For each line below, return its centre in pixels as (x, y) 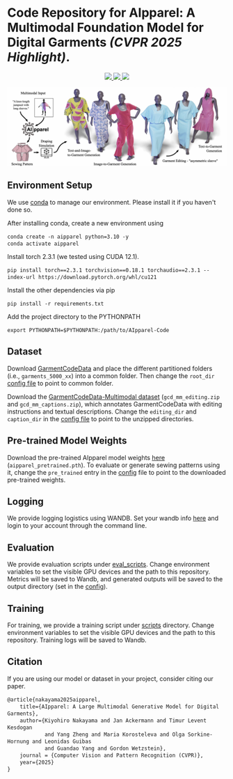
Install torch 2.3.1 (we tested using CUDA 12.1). (73, 256)
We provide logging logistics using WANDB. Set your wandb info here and (113, 518)
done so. (20, 210)
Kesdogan (20, 727)
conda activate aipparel (43, 244)
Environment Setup (50, 186)
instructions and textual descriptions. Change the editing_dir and (102, 411)
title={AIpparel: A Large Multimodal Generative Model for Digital (119, 707)
